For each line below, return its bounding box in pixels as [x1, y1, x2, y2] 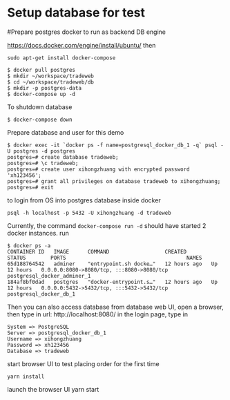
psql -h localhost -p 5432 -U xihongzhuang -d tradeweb [7, 209, 171, 216]
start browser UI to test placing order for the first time [7, 359, 160, 368]
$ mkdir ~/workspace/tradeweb [7, 73, 95, 79]
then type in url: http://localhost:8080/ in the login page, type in [7, 309, 189, 318]
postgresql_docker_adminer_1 [7, 272, 91, 279]
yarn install [7, 373, 45, 380]
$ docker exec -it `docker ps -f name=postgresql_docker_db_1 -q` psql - [7, 142, 224, 149]
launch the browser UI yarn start [7, 385, 99, 393]
